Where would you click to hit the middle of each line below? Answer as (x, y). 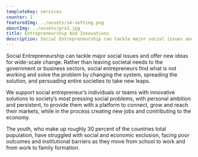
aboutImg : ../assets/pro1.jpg (43, 28)
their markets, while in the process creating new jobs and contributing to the (99, 111)
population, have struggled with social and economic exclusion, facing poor (98, 135)
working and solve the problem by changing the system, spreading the (92, 75)
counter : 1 (19, 17)
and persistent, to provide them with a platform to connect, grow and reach (97, 105)
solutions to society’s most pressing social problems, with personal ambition (99, 99)
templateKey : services (34, 12)
